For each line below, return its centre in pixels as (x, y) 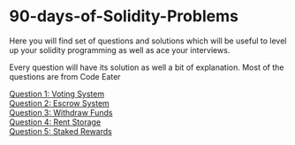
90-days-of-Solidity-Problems (124, 16)
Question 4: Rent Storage (55, 122)
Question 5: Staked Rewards (61, 131)
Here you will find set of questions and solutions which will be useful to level (148, 41)
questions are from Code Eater (65, 76)
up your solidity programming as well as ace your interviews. (120, 50)
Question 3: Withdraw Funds (61, 112)
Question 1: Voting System (57, 94)
